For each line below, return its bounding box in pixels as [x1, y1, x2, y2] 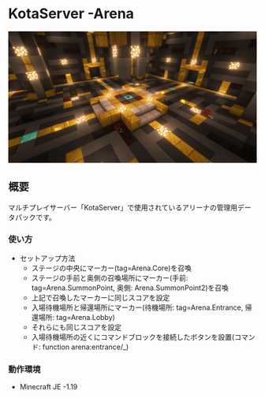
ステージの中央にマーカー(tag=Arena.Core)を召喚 [31, 263, 192, 273]
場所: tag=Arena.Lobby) [38, 312, 116, 322]
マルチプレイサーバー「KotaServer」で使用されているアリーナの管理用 [8, 203, 238, 212]
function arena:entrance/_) [42, 342, 129, 352]
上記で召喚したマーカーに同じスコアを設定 [31, 292, 170, 302]
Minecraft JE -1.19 [19, 382, 78, 392]
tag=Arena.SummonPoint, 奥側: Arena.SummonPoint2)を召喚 [31, 283, 229, 292]
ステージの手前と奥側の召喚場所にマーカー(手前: [31, 273, 188, 282]
